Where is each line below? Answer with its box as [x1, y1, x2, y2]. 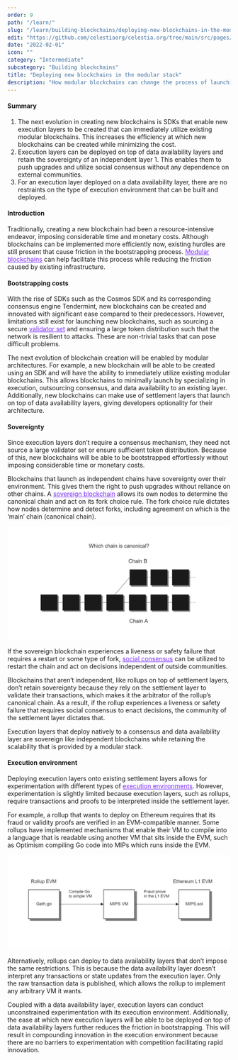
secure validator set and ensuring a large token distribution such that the [7, 325, 220, 333]
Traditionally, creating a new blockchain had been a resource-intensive [7, 224, 215, 233]
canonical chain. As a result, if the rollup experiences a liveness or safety [7, 698, 221, 707]
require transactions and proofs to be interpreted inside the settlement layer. [7, 797, 230, 805]
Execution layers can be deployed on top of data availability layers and [17, 148, 224, 156]
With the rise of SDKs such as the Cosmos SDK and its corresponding [7, 294, 211, 303]
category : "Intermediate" [7, 57, 84, 64]
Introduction [7, 209, 45, 218]
